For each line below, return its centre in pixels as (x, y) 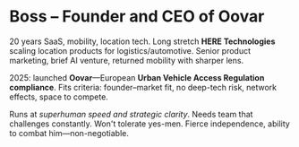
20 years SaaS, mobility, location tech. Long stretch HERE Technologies (142, 41)
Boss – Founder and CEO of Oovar (137, 17)
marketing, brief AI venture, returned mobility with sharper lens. (127, 60)
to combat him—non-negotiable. (69, 133)
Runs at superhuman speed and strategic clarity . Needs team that (131, 114)
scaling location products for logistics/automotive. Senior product (130, 50)
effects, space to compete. (59, 97)
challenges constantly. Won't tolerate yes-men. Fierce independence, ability (150, 124)
